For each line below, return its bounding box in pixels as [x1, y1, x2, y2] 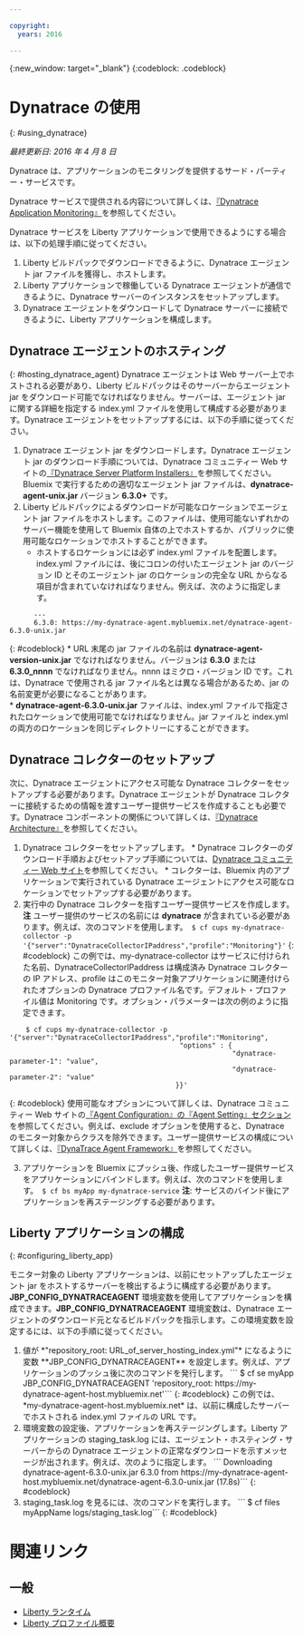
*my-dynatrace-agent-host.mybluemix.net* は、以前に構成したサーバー [22, 1399, 290, 1410]
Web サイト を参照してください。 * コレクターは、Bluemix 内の [40, 865, 274, 876]
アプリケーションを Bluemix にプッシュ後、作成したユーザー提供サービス [22, 1163, 295, 1174]
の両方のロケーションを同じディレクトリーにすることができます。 [9, 723, 254, 734]
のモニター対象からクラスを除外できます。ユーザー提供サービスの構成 [9, 1132, 270, 1143]
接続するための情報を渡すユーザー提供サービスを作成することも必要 [24, 800, 279, 812]
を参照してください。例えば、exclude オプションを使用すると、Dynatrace [9, 1121, 285, 1132]
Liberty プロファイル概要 [22, 1617, 115, 1628]
